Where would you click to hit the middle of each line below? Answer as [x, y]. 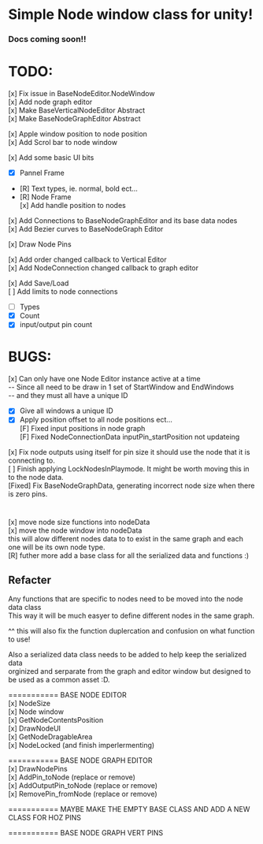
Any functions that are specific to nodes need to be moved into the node [126, 599]
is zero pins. [28, 494]
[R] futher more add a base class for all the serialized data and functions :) [129, 555]
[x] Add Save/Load [39, 283]
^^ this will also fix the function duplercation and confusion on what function [131, 631]
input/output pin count [56, 325]
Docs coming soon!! [47, 39]
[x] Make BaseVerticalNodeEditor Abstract [77, 110]
